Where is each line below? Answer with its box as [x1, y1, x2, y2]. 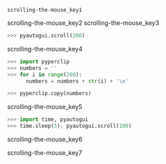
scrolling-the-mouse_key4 [7, 44, 83, 53]
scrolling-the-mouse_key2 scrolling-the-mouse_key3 [7, 19, 160, 27]
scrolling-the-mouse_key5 [7, 103, 83, 111]
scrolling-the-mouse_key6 [7, 136, 83, 143]
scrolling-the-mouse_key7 [7, 149, 83, 156]
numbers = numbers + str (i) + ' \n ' [25, 77, 129, 85]
